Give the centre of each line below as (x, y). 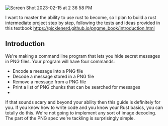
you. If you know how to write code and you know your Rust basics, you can (84, 107)
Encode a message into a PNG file (48, 71)
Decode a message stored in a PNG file (53, 76)
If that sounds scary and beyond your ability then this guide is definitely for (83, 102)
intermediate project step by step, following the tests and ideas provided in (83, 23)
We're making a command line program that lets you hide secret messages (83, 56)
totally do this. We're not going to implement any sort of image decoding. (81, 112)
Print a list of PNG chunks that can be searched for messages (76, 87)
